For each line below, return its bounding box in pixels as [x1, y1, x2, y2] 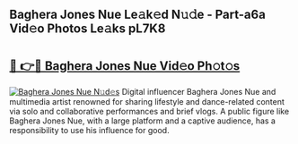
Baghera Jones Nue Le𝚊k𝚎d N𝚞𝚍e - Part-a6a [9, 7, 267, 22]
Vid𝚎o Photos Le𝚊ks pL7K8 [9, 21, 166, 37]
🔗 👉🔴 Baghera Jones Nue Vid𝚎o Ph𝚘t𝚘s [9, 58, 241, 73]
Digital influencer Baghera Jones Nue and [121, 87, 276, 97]
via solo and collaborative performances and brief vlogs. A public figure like [9, 106, 290, 116]
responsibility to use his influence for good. [9, 125, 170, 135]
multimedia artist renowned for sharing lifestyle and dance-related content [9, 97, 285, 106]
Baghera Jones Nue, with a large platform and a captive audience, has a [9, 115, 276, 126]
